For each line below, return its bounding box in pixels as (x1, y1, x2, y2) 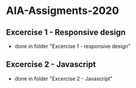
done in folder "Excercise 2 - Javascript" (14, 75, 113, 82)
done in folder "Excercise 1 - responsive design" (14, 43, 131, 50)
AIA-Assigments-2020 (6, 4, 120, 17)
